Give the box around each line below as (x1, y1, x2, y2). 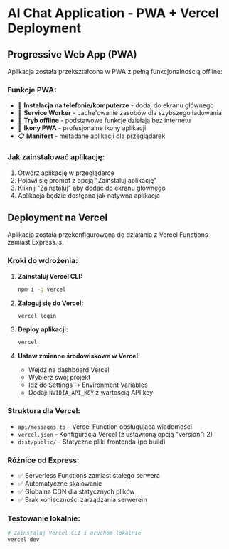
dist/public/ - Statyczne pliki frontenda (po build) (17, 437, 166, 446)
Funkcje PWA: (7, 85, 57, 95)
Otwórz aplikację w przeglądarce (17, 169, 115, 177)
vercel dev (7, 536, 40, 543)
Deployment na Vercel (7, 211, 108, 223)
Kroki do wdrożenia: (7, 256, 78, 266)
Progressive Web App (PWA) (7, 48, 137, 60)
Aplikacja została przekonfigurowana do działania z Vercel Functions (7, 230, 208, 239)
